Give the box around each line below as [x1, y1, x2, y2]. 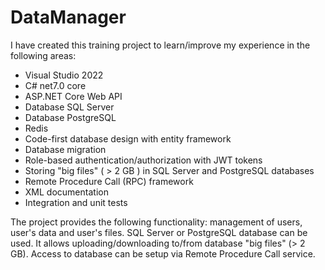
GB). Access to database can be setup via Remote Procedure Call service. [10, 247, 316, 260]
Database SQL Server [24, 101, 115, 113]
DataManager [10, 6, 127, 29]
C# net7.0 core [24, 79, 87, 91]
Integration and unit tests [24, 196, 128, 208]
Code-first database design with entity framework [24, 132, 232, 145]
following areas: [10, 49, 77, 61]
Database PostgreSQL [24, 111, 117, 123]
